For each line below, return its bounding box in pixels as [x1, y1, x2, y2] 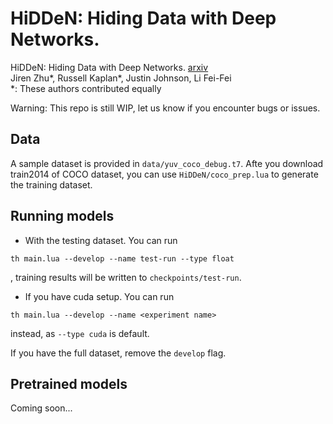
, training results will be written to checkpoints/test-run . [10, 271, 242, 283]
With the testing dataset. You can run [24, 234, 178, 246]
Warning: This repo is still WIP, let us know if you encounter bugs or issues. [10, 102, 321, 114]
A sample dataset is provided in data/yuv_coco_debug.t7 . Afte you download [10, 157, 324, 169]
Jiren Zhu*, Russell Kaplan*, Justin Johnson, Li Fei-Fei [10, 72, 232, 84]
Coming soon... [10, 402, 73, 414]
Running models [10, 208, 115, 225]
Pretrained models [10, 375, 128, 392]
